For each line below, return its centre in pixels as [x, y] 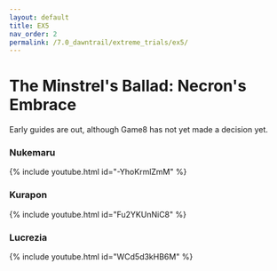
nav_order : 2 [33, 34]
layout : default [39, 17]
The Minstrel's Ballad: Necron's [128, 86]
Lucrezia [28, 237]
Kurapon [28, 195]
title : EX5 [29, 26]
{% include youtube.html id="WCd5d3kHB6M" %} [101, 257]
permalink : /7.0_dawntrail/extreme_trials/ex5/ [99, 42]
